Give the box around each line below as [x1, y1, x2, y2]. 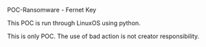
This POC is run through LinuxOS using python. [7, 19, 141, 27]
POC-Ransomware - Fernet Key [7, 6, 97, 14]
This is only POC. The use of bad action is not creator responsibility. [7, 32, 200, 40]
